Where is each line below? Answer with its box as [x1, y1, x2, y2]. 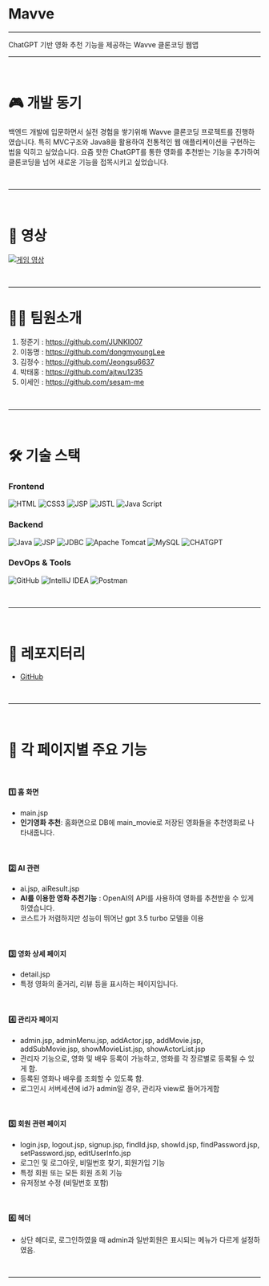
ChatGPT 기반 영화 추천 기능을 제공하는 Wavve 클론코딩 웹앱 [8, 39, 199, 49]
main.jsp [19, 807, 48, 818]
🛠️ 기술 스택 [8, 447, 81, 465]
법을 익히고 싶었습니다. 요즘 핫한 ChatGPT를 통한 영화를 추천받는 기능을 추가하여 [8, 147, 260, 156]
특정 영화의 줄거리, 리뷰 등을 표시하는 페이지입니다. [19, 979, 179, 989]
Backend [8, 519, 44, 530]
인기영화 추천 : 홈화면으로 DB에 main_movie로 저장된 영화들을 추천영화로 [19, 817, 247, 827]
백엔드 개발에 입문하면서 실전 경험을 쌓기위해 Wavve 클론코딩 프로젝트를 [8, 127, 234, 136]
